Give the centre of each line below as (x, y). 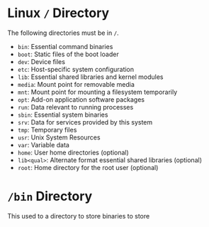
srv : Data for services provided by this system (85, 122)
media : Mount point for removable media (76, 84)
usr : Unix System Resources (59, 137)
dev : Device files (41, 61)
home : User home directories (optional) (73, 152)
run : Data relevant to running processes (75, 107)
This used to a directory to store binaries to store (79, 216)
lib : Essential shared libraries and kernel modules (90, 77)
